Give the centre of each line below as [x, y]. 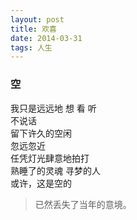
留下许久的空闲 [41, 133]
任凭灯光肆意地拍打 [50, 158]
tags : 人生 [31, 47]
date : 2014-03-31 [46, 38]
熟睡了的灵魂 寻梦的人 [55, 170]
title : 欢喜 [33, 29]
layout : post [37, 19]
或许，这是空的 [41, 183]
